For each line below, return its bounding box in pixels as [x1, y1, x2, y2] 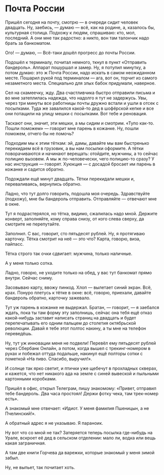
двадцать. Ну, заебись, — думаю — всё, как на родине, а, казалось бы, [5, 24, 155, 30]
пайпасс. [5, 241, 24, 247]
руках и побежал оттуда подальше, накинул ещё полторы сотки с [5, 350, 143, 356]
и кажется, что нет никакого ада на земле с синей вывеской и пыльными [5, 370, 159, 377]
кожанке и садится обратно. [5, 166, 65, 172]
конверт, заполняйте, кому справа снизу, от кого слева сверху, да [5, 216, 144, 222]
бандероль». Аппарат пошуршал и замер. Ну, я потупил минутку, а [5, 64, 146, 70]
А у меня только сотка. [5, 260, 54, 266]
